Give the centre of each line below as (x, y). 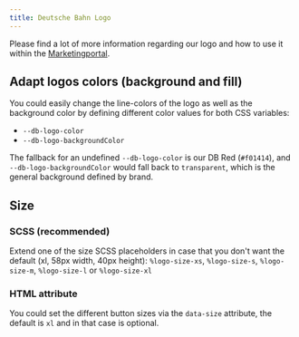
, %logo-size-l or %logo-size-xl (92, 270)
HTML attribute (44, 294)
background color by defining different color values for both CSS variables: (149, 113)
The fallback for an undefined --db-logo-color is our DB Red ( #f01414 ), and (150, 158)
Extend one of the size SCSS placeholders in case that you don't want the (147, 251)
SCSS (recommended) (60, 231)
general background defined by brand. (82, 177)
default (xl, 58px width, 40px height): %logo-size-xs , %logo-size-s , (134, 261)
